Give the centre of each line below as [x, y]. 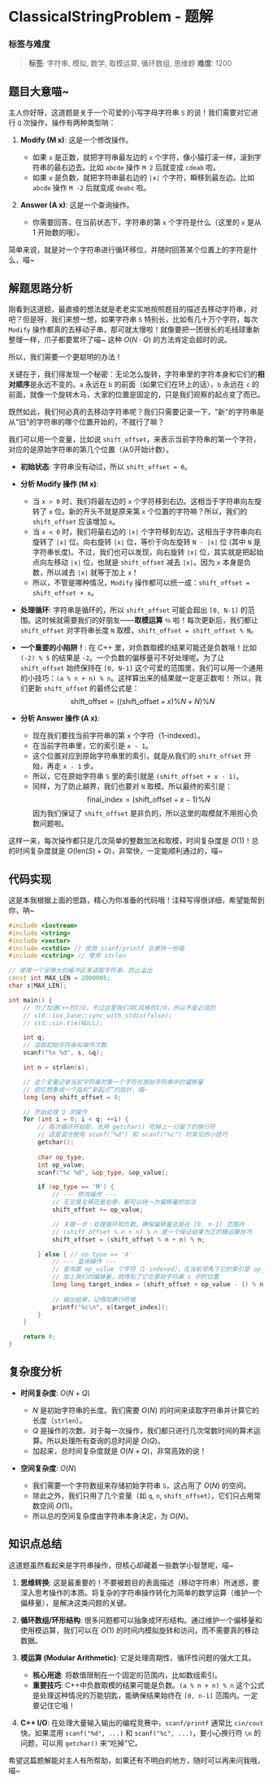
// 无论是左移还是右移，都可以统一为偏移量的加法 [124, 1202]
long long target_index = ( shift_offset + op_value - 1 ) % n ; [159, 1285]
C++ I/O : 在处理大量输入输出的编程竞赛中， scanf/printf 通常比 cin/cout [142, 1722]
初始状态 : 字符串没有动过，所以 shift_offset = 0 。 [106, 467]
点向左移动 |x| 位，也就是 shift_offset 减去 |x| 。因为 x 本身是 [138, 563]
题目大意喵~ [39, 91]
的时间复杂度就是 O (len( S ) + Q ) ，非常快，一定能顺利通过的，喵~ [116, 851]
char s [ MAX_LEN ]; [38, 986]
